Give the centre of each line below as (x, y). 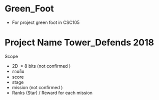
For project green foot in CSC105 (46, 22)
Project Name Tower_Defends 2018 (79, 43)
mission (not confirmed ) (37, 87)
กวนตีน (18, 71)
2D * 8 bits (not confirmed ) (41, 66)
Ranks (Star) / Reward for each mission (52, 93)
